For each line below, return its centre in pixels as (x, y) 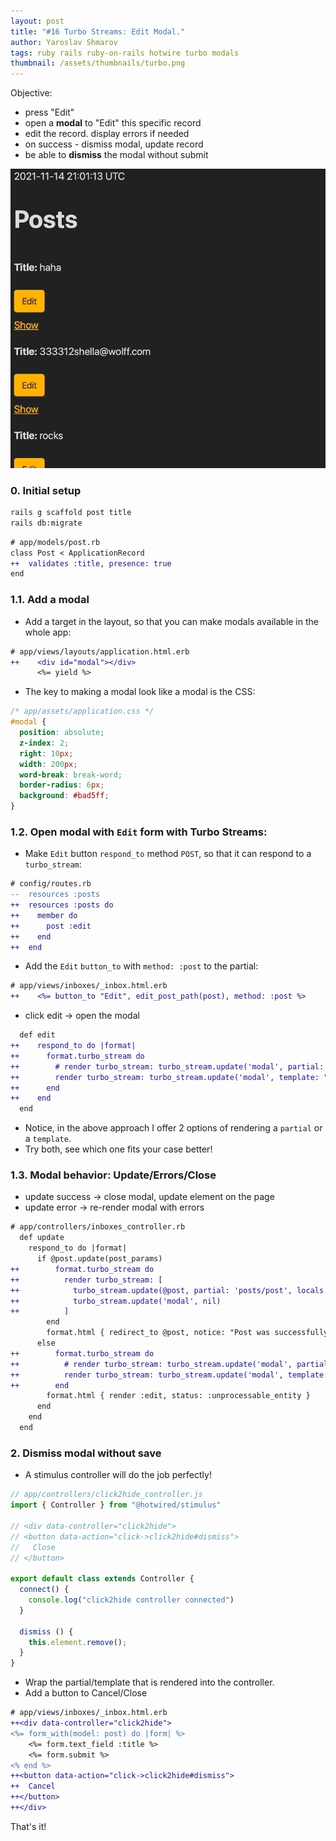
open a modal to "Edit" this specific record (113, 123)
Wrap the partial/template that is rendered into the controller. (149, 1682)
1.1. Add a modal (50, 600)
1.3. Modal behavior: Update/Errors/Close (113, 1175)
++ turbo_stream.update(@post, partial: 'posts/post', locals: (169, 1290)
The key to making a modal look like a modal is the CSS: (140, 692)
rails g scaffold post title (71, 513)
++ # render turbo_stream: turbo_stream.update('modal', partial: (167, 1066)
